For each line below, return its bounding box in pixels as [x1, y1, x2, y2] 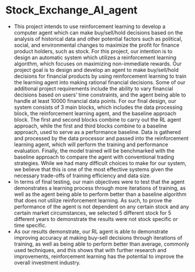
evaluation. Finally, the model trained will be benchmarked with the [13, 147, 175, 154]
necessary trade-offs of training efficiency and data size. [13, 172, 151, 179]
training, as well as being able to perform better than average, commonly [13, 240, 189, 247]
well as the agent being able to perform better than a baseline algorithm [13, 191, 187, 198]
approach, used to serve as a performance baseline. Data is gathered [13, 128, 182, 135]
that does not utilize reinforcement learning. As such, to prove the [13, 197, 172, 204]
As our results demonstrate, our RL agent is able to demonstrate [13, 228, 169, 235]
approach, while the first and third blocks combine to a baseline [13, 122, 168, 129]
